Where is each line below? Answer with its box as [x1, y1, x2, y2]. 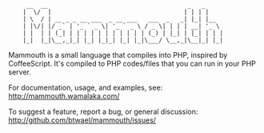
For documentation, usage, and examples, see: [8, 83, 163, 92]
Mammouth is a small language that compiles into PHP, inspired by [8, 50, 228, 59]
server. [8, 67, 32, 77]
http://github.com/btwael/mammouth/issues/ [8, 115, 157, 125]
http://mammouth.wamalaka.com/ [8, 91, 120, 101]
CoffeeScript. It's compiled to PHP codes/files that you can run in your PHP [8, 58, 256, 68]
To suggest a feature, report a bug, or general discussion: [8, 107, 198, 116]
